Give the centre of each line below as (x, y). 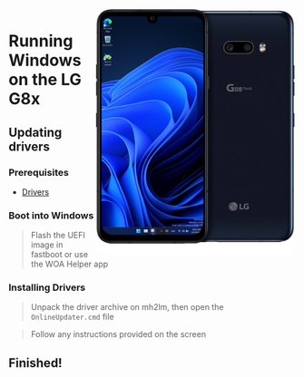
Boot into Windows (51, 215)
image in (47, 245)
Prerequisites (39, 172)
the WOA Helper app (69, 264)
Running (41, 41)
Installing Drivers (47, 287)
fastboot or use (59, 255)
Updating (35, 132)
